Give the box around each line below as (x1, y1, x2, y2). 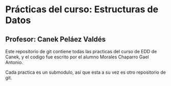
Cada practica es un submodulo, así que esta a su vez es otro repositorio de (5, 69, 166, 75)
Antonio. (5, 59, 23, 65)
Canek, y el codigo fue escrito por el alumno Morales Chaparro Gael (5, 54, 149, 60)
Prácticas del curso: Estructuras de (5, 4, 159, 15)
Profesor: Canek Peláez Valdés (5, 35, 106, 44)
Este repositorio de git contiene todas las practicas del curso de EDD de (5, 49, 157, 54)
